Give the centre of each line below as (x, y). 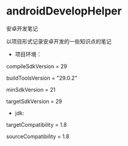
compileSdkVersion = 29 (37, 66)
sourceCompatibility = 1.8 (38, 136)
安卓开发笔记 (22, 28)
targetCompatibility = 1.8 (37, 124)
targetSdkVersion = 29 (34, 101)
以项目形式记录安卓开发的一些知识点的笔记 (59, 41)
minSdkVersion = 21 (31, 89)
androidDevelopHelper (64, 11)
